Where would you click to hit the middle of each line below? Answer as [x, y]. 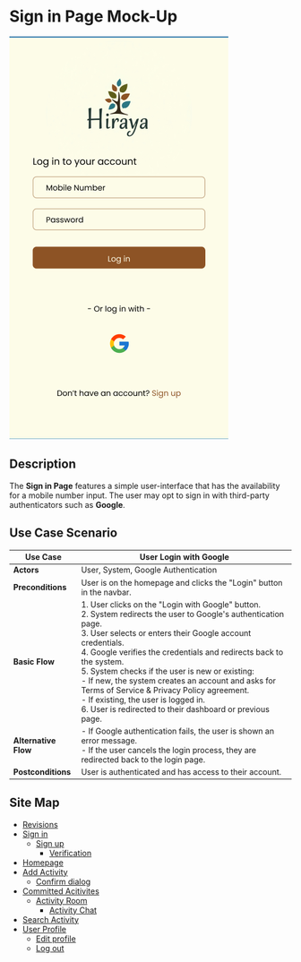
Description [43, 464]
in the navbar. [106, 592]
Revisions [40, 824]
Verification [70, 853]
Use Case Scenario [64, 533]
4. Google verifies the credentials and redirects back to [182, 652]
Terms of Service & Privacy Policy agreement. [165, 690]
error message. [109, 741]
